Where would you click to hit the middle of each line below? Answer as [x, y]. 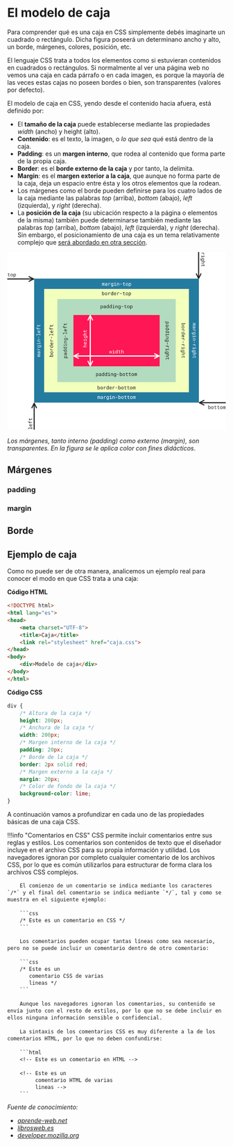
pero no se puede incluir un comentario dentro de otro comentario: [108, 949]
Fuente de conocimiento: [43, 1107]
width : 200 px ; [40, 735]
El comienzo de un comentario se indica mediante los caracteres [116, 886]
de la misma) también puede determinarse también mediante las [109, 220]
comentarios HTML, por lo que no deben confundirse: [85, 1039]
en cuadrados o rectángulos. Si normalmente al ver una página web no [108, 67]
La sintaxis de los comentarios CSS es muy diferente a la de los [118, 1032]
